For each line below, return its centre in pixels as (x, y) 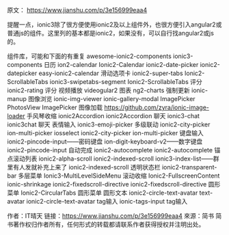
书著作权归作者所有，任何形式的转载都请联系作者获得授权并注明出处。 (106, 224)
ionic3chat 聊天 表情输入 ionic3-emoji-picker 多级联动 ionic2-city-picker (109, 124)
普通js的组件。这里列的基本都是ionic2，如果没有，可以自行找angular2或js (110, 33)
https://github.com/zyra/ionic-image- (157, 107)
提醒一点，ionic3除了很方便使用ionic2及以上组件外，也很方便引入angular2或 (114, 25)
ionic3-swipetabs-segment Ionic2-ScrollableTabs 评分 (126, 82)
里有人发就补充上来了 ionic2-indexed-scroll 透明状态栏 (84, 167)
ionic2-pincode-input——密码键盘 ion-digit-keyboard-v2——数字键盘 (105, 141)
